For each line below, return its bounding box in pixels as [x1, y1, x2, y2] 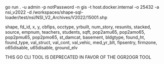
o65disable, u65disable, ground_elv [5, 45, 78, 50]
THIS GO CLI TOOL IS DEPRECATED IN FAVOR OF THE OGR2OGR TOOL [5, 54, 152, 60]
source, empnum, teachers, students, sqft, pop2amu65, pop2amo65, [5, 29, 146, 35]
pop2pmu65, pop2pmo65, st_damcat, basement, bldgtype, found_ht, [5, 34, 146, 40]
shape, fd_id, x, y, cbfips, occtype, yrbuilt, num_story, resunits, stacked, [5, 24, 152, 30]
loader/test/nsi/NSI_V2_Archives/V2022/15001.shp [5, 15, 108, 20]
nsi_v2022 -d [5, 9, 32, 15]
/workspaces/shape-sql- [33, 9, 83, 15]
